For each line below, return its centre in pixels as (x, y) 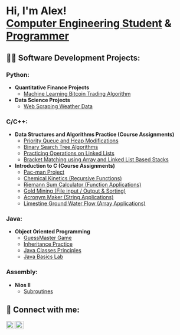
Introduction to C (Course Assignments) (65, 166)
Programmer (38, 36)
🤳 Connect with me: (43, 310)
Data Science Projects (42, 100)
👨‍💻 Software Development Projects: (73, 58)
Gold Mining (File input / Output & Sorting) (74, 191)
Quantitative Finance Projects (52, 87)
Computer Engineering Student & (89, 23)
